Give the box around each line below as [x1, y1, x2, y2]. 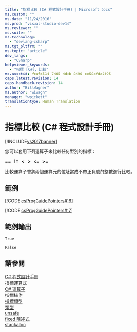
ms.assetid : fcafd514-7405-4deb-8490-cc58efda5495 [5, 72, 111, 76]
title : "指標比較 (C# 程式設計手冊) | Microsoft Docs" [5, 7, 113, 12]
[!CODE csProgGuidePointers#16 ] [5, 198, 73, 204]
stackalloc [5, 321, 26, 327]
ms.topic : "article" [5, 48, 48, 53]
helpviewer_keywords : [5, 62, 50, 67]
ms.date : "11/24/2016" [5, 16, 52, 21]
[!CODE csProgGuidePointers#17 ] [5, 207, 73, 213]
